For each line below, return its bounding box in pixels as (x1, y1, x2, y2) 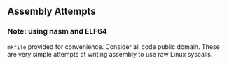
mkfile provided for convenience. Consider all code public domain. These (7, 42, 221, 51)
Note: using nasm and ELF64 (7, 27, 107, 36)
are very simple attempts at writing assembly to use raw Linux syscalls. (7, 50, 213, 58)
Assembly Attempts (7, 6, 96, 17)
